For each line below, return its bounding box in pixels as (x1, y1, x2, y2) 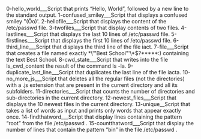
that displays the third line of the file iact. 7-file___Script (52, 43, 189, 50)
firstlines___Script (6, 37, 50, 44)
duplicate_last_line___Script (6, 69, 74, 75)
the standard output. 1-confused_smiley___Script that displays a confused (6, 11, 188, 19)
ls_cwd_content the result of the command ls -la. (6, 62, 127, 69)
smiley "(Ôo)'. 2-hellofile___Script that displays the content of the (6, 18, 167, 25)
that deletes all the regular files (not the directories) (58, 75, 185, 82)
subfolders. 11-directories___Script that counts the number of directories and (6, 88, 195, 95)
